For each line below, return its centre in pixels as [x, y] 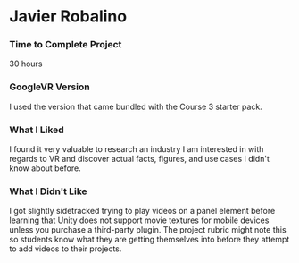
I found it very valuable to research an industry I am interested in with [137, 149]
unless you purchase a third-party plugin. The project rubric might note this [148, 230]
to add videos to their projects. [66, 249]
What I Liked [37, 130]
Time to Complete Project [66, 45]
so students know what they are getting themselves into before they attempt [149, 240]
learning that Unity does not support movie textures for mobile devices [139, 220]
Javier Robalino [68, 17]
